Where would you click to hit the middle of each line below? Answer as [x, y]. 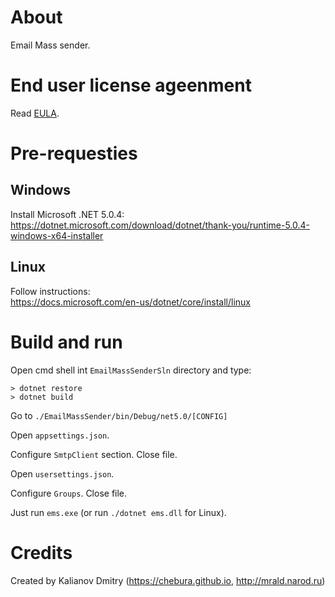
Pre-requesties [74, 153]
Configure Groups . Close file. [69, 493]
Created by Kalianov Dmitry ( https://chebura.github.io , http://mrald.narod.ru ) [168, 580]
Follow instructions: [50, 291]
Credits [41, 552]
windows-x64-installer [57, 235]
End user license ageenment [131, 85]
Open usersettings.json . [62, 473]
